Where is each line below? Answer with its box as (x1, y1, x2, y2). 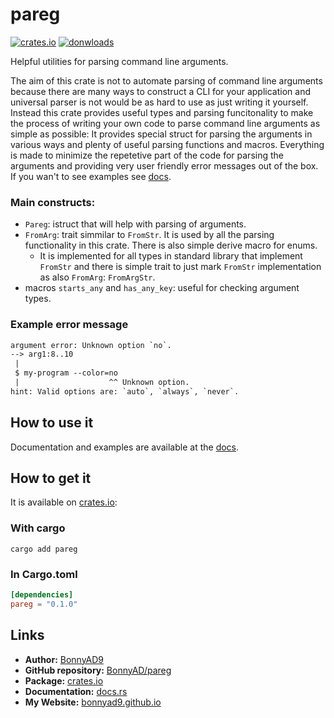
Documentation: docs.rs (24, 685, 128, 697)
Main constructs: (10, 195, 96, 209)
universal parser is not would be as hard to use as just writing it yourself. (10, 96, 309, 108)
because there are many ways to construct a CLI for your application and (10, 85, 311, 97)
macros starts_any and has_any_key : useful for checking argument (24, 282, 300, 294)
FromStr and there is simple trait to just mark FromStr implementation (39, 261, 322, 273)
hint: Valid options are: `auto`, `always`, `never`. (10, 386, 240, 397)
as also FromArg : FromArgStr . (39, 271, 156, 283)
